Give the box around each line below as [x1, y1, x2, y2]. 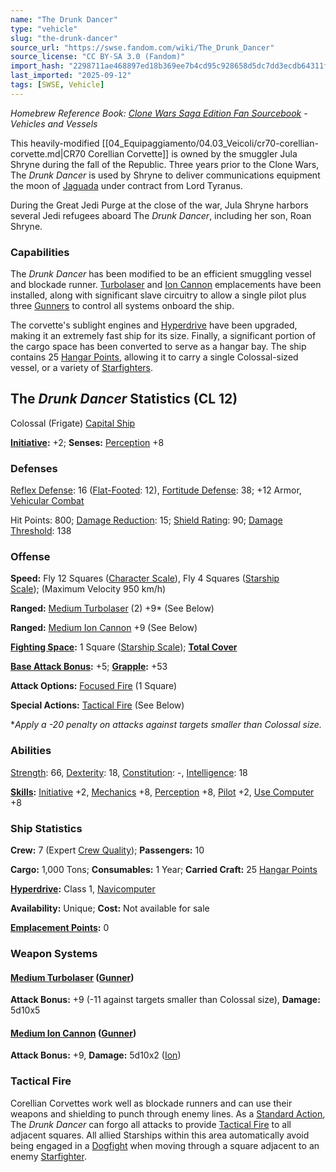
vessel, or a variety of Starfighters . [10, 362, 153, 374]
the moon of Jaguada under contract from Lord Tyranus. [10, 179, 243, 191]
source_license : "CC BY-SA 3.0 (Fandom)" [10, 52, 186, 62]
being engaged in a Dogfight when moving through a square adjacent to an [10, 1139, 320, 1151]
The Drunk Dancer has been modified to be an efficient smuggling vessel [10, 268, 312, 280]
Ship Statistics [10, 821, 83, 835]
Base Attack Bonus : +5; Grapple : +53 [10, 661, 168, 673]
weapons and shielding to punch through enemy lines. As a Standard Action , [10, 1107, 326, 1120]
